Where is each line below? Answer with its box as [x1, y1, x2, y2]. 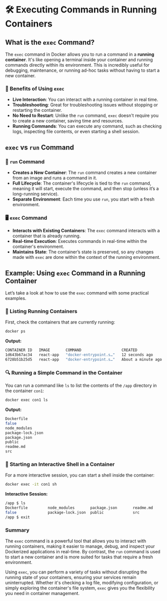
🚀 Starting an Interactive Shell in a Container [5, 461, 115, 468]
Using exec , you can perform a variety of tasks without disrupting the [5, 569, 147, 575]
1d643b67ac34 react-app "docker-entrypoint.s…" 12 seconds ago [5, 352, 153, 358]
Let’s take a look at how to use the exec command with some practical [5, 290, 149, 296]
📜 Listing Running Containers [5, 308, 77, 315]
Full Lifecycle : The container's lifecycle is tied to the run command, [12, 180, 151, 186]
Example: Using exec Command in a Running [5, 269, 145, 277]
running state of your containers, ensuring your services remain [5, 574, 136, 580]
